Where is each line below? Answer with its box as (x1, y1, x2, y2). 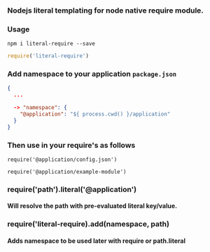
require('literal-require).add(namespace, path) (7, 219, 170, 229)
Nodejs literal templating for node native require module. (7, 6, 204, 15)
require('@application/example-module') (7, 168, 127, 175)
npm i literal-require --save (7, 41, 96, 48)
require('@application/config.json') (7, 156, 118, 163)
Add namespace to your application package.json (7, 69, 177, 79)
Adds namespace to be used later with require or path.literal (7, 237, 185, 245)
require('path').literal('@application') (7, 184, 137, 194)
